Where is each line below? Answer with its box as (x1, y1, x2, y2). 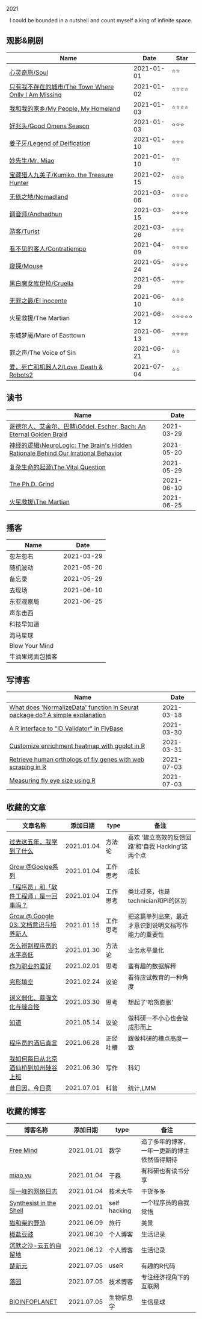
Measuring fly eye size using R (9, 777, 96, 785)
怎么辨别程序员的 (9, 942, 58, 950)
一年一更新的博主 (141, 1146, 190, 1155)
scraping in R (9, 763, 46, 771)
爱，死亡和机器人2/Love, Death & (9, 363, 103, 371)
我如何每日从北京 (9, 1054, 58, 1063)
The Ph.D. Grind (9, 480, 54, 488)
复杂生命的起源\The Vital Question (9, 463, 106, 471)
